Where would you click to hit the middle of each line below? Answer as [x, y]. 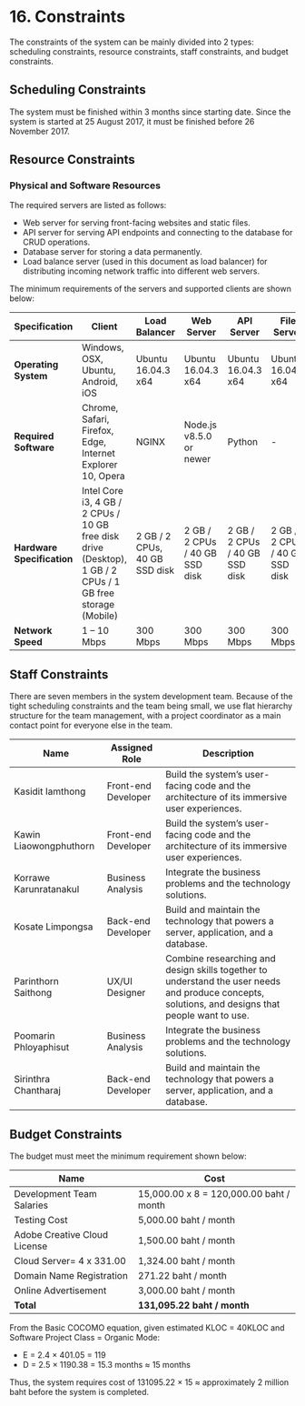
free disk [100, 537]
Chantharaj [38, 1090]
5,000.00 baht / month [187, 1220]
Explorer [99, 465]
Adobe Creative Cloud [61, 1235]
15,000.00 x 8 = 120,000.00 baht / [214, 1194]
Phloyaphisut [42, 1048]
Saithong [33, 993]
